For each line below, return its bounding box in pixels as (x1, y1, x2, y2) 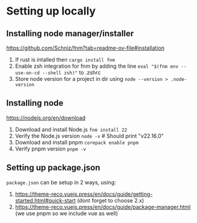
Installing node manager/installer (6, 28, 134, 39)
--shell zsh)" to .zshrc (42, 69, 101, 76)
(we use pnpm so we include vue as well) (15, 210, 118, 217)
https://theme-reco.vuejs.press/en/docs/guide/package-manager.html (15, 203, 191, 210)
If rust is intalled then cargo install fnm (15, 56, 115, 63)
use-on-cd (15, 70, 40, 76)
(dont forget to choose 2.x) (77, 196, 144, 204)
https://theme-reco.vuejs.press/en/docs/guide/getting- (15, 190, 153, 198)
